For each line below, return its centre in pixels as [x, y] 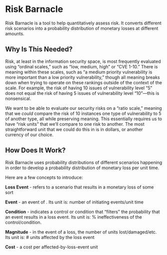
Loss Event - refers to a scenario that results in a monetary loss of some [80, 187]
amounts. [15, 33]
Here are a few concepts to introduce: [44, 177]
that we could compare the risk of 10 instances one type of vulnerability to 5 [83, 113]
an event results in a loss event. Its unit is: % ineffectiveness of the [74, 217]
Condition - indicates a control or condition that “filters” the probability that [83, 212]
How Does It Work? [35, 150]
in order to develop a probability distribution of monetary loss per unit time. [82, 168]
